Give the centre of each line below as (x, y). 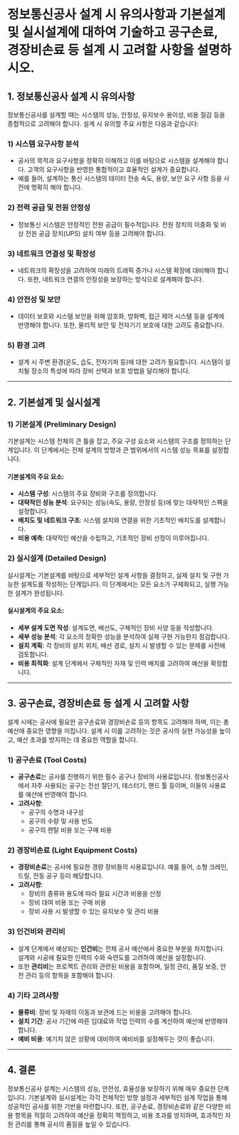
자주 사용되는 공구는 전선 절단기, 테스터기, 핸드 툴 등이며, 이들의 (119, 785)
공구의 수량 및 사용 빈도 (61, 821)
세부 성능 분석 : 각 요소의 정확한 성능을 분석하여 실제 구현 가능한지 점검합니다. (123, 636)
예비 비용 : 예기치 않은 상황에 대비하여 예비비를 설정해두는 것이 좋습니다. (116, 1038)
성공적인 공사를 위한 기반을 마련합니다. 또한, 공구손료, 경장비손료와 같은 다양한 (116, 1106)
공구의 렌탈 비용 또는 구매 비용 (70, 830)
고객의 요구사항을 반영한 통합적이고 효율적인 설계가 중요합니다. (114, 170)
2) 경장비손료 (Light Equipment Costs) (73, 850)
